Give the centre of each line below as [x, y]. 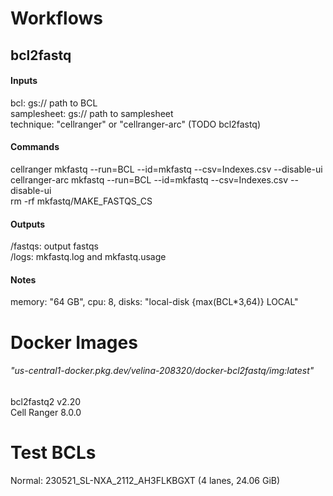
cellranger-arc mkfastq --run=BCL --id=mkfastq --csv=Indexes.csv [149, 179]
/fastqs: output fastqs [54, 246]
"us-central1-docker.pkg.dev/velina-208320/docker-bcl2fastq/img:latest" [162, 371]
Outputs [28, 224]
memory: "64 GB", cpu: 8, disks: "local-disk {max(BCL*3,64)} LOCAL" [154, 302]
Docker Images [74, 342]
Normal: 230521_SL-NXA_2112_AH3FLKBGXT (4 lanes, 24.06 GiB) [145, 480]
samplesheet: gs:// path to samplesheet [92, 113]
